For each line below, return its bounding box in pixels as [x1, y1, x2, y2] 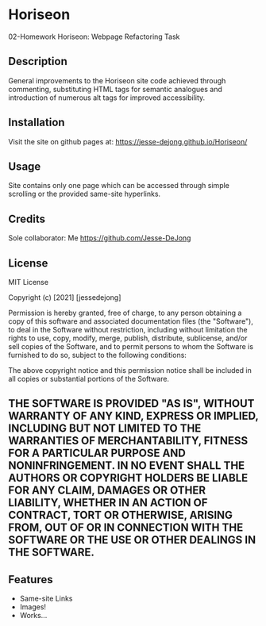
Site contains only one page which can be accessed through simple [8, 181, 230, 190]
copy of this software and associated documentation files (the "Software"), [8, 317, 254, 326]
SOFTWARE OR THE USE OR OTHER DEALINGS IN [8, 533, 256, 547]
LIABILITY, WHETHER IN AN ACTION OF [8, 496, 208, 509]
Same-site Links [19, 593, 73, 604]
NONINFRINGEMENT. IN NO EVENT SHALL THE [8, 459, 245, 473]
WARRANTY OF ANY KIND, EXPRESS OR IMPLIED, [8, 409, 259, 423]
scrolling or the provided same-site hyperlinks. [8, 189, 161, 199]
